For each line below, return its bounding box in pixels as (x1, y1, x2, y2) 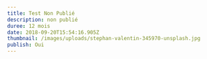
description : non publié (7, 16, 78, 23)
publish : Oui (7, 41, 45, 48)
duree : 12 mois (7, 22, 51, 29)
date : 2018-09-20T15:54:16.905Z (7, 28, 99, 36)
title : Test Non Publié (7, 9, 75, 17)
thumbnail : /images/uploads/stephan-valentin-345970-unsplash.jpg (7, 35, 201, 42)
